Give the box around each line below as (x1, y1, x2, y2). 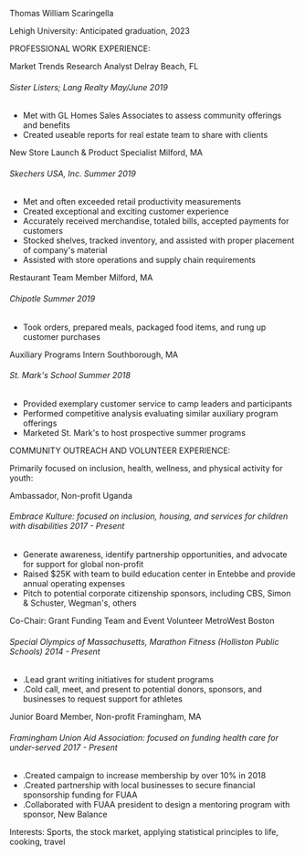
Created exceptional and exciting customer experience (22, 206, 229, 217)
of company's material (22, 245, 108, 256)
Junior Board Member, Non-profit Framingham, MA (9, 712, 202, 723)
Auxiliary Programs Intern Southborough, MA (9, 349, 179, 360)
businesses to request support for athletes (22, 693, 183, 704)
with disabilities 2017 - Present (9, 521, 125, 532)
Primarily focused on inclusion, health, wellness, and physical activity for (9, 462, 283, 473)
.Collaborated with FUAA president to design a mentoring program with (22, 799, 290, 810)
